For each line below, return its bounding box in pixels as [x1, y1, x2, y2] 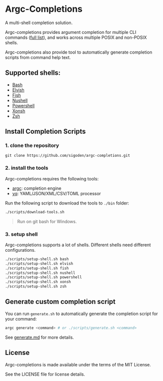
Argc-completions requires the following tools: [5, 176, 99, 181]
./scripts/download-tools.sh [5, 209, 65, 214]
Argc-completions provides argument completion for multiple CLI [5, 29, 137, 35]
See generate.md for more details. [5, 334, 74, 340]
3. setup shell [5, 231, 38, 237]
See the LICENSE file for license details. [5, 371, 85, 377]
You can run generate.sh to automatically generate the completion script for [5, 311, 158, 317]
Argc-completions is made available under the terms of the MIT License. [5, 361, 151, 367]
